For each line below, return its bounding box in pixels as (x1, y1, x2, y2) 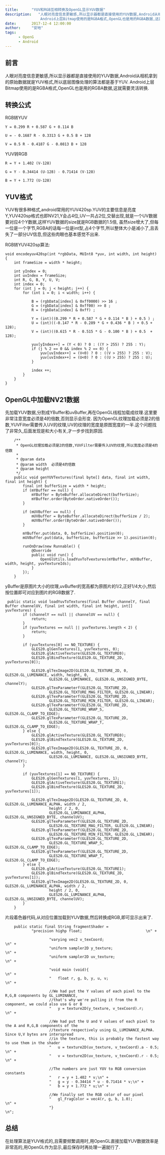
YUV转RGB (5, 151, 28, 157)
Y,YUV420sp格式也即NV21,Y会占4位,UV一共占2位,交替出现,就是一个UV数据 (5, 213, 158, 219)
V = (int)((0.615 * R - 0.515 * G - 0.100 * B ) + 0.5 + (31, 329, 153, 334)
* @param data (16, 457, 45, 462)
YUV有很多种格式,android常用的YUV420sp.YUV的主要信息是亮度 (5, 207, 137, 213)
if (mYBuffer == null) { (23, 488, 74, 493)
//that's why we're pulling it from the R (49, 997, 137, 1002)
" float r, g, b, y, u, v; (49, 976, 109, 981)
